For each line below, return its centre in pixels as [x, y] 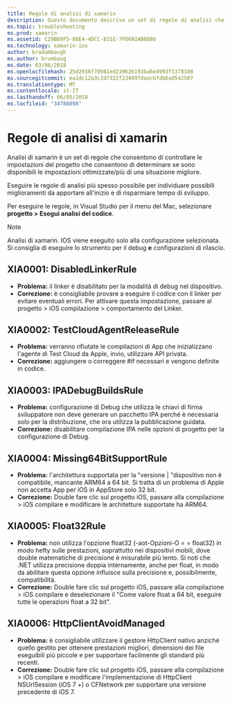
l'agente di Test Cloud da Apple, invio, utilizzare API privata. [102, 354]
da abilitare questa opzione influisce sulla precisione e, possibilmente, [117, 572]
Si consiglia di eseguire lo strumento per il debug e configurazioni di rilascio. [116, 247]
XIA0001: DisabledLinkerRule [72, 270]
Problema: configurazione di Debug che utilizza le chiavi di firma [110, 407]
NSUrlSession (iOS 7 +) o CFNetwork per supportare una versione [111, 684]
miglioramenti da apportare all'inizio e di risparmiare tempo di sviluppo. [108, 193]
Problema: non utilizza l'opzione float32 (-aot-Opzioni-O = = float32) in [119, 543]
